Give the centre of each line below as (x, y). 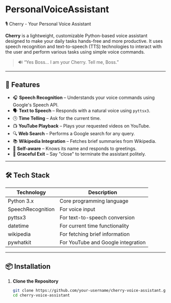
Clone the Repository (35, 281)
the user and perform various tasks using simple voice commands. (75, 52)
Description (103, 192)
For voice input (77, 209)
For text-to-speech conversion (97, 217)
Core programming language (94, 201)
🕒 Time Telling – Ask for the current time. (57, 118)
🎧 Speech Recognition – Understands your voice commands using (84, 97)
